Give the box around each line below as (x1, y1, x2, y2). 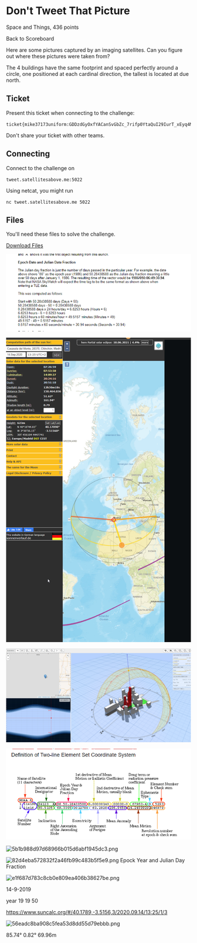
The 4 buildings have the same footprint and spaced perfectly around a (6, 64, 179, 71)
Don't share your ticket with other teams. (6, 131, 105, 139)
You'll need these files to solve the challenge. (6, 231, 116, 238)
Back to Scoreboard (6, 35, 55, 42)
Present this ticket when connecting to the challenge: (6, 109, 135, 116)
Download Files (6, 242, 43, 249)
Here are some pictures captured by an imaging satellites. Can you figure (6, 46, 183, 54)
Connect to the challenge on (6, 164, 75, 171)
